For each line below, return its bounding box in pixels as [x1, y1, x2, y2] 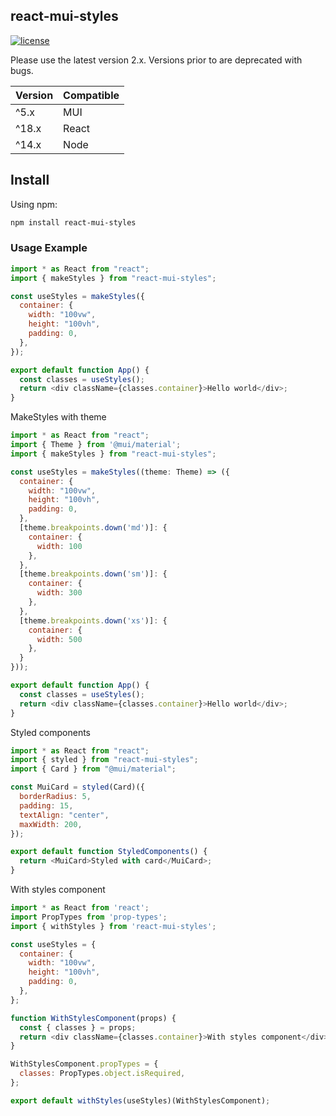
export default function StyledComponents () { [10, 847, 208, 857]
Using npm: [10, 198, 58, 210]
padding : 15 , [19, 800, 74, 811]
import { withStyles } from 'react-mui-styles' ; [10, 921, 217, 931]
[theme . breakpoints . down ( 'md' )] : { [19, 523, 168, 533]
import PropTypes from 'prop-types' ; [10, 912, 168, 922]
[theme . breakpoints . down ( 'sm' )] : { [19, 569, 168, 579]
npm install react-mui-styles [10, 217, 137, 228]
